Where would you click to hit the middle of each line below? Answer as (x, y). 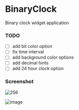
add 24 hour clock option (38, 69)
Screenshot (19, 81)
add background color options (43, 57)
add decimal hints (30, 63)
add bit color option (32, 46)
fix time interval (28, 52)
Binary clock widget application (37, 23)
